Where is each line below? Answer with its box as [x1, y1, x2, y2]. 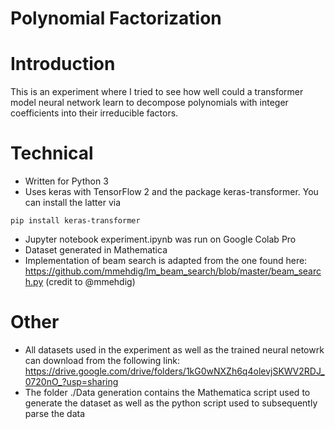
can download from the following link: [24, 355, 181, 366]
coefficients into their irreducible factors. [10, 107, 179, 119]
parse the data [24, 408, 86, 419]
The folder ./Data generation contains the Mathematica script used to [24, 387, 311, 398]
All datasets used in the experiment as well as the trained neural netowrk [24, 344, 325, 356]
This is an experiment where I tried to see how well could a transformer [10, 86, 304, 98]
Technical [10, 142, 94, 165]
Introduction [10, 53, 116, 76]
